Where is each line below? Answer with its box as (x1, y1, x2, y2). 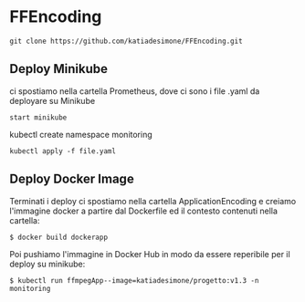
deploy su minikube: (9, 258, 86, 269)
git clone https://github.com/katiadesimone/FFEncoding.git (9, 36, 244, 46)
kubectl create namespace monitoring (9, 129, 152, 140)
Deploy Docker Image (9, 172, 134, 187)
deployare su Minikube (9, 95, 96, 106)
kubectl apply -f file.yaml (9, 146, 117, 156)
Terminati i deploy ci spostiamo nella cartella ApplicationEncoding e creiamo (9, 195, 297, 206)
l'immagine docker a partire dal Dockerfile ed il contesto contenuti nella (9, 205, 279, 216)
